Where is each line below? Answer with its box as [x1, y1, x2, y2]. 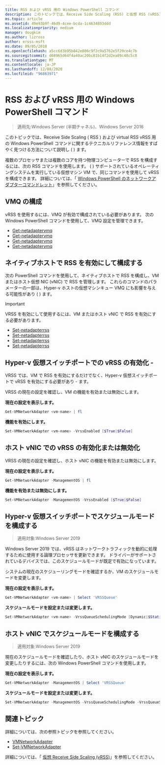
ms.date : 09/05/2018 [5, 44, 48, 49]
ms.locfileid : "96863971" [5, 71, 58, 76]
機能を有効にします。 [5, 419, 48, 425]
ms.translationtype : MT [5, 58, 54, 63]
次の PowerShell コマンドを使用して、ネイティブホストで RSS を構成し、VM [5, 273, 159, 278]
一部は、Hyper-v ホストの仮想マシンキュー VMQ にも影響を [26, 285, 147, 291]
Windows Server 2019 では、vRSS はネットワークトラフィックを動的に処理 [5, 546, 157, 552]
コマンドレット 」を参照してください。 [22, 181, 100, 187]
